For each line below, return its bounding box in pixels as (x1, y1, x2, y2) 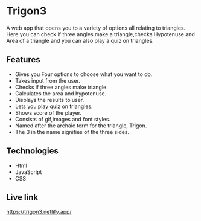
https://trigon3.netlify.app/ (6, 208, 72, 216)
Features (6, 54, 40, 65)
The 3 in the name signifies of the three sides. (14, 128, 130, 135)
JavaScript (14, 168, 42, 176)
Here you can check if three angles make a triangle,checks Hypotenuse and (6, 30, 195, 37)
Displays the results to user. (14, 96, 85, 103)
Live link (6, 192, 38, 202)
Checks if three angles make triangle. (14, 83, 109, 91)
